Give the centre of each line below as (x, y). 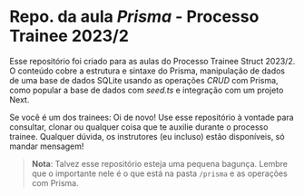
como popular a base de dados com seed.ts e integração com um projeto (147, 90)
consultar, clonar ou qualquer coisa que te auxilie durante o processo (139, 127)
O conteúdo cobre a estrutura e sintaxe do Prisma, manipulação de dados (147, 71)
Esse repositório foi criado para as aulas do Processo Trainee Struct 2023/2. (152, 61)
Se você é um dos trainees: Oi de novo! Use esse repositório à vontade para (152, 117)
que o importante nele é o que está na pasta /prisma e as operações (159, 173)
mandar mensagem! (47, 146)
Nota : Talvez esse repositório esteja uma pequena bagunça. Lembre (160, 163)
